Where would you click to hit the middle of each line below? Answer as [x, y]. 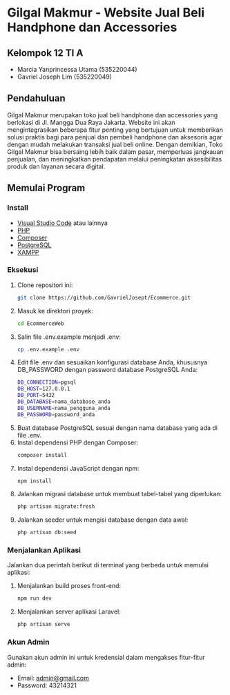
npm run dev [34, 598]
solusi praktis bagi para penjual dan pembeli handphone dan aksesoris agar [115, 137]
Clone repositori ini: [45, 285]
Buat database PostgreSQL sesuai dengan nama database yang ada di [117, 428]
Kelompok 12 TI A [45, 53]
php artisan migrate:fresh [56, 507]
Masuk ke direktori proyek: [55, 311]
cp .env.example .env [48, 349]
